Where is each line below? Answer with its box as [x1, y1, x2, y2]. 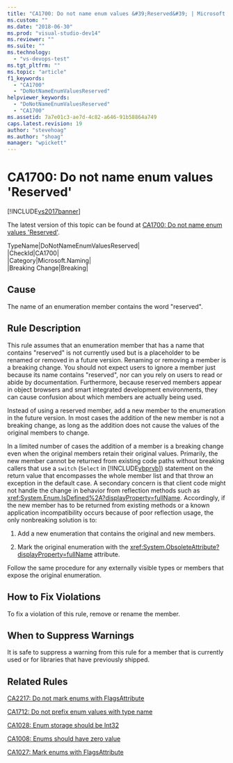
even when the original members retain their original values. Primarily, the [7, 449, 218, 458]
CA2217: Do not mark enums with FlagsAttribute [7, 694, 145, 702]
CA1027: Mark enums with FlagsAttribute [7, 748, 124, 757]
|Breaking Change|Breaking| [7, 264, 88, 272]
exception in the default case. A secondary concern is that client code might [7, 479, 226, 487]
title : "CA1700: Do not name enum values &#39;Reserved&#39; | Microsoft [7, 10, 226, 17]
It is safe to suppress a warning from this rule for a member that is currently [7, 648, 224, 657]
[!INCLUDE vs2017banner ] [7, 207, 81, 216]
